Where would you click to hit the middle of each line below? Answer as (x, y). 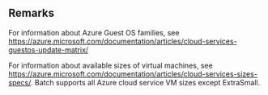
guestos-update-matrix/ (49, 50)
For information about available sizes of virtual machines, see (111, 65)
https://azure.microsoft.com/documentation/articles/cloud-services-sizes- (133, 74)
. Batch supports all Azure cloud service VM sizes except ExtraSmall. (146, 82)
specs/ (20, 82)
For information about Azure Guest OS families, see (94, 32)
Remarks (32, 13)
